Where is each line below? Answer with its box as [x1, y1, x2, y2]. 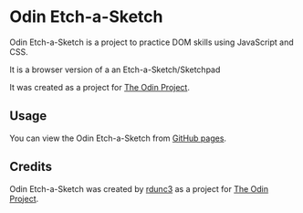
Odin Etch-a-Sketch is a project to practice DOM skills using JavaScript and [9, 37, 294, 48]
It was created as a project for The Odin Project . [9, 81, 190, 92]
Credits [9, 159, 53, 175]
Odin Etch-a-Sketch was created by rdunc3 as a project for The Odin [9, 183, 269, 194]
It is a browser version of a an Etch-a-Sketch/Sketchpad [9, 64, 221, 75]
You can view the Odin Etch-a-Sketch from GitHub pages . [9, 133, 226, 144]
